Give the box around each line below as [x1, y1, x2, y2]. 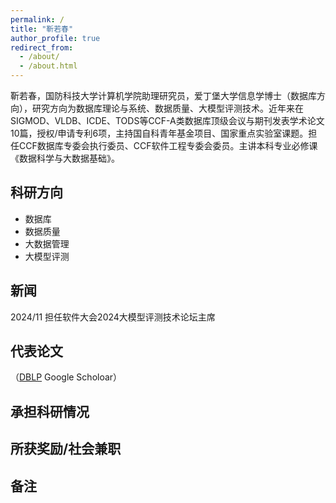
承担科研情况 [10, 403, 90, 420]
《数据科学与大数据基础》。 [10, 152, 120, 164]
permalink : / [10, 14, 65, 25]
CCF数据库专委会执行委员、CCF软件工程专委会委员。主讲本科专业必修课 [18, 140, 318, 151]
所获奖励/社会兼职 [10, 441, 122, 458]
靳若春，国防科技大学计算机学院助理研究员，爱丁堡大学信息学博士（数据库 [10, 90, 317, 101]
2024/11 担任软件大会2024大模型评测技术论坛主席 [10, 311, 216, 323]
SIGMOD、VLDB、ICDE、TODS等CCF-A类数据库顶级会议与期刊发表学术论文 [10, 115, 325, 126]
